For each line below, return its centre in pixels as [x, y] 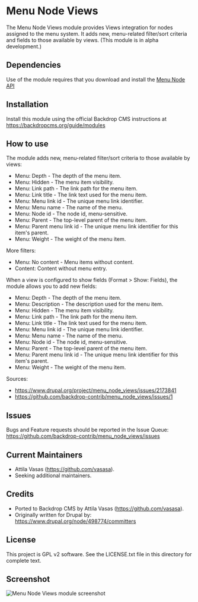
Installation [27, 104]
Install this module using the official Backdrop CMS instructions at [87, 119]
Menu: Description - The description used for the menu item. [89, 304]
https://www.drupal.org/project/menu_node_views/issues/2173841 [95, 390]
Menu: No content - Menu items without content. [74, 262]
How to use [27, 144]
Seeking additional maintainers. [53, 475]
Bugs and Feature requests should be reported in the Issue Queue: [87, 430]
